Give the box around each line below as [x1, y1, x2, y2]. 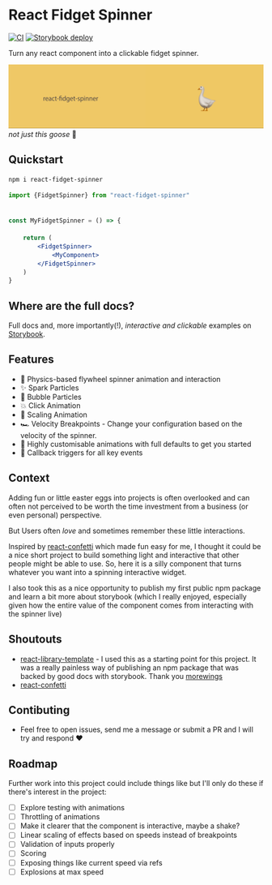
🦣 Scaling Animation [19, 410, 87, 419]
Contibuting [8, 703, 70, 717]
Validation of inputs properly [19, 840, 115, 849]
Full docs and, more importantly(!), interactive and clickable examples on [8, 320, 252, 330]
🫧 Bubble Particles [19, 392, 83, 402]
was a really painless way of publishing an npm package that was [19, 663, 239, 672]
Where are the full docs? [8, 299, 135, 313]
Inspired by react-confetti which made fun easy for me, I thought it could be [8, 541, 261, 551]
